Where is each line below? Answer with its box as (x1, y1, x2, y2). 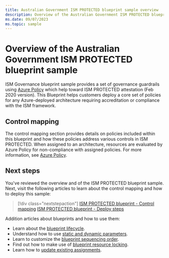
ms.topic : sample (5, 21, 42, 27)
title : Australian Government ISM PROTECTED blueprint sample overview (5, 7, 158, 13)
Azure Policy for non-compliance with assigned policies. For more (5, 147, 142, 153)
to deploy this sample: (5, 190, 51, 197)
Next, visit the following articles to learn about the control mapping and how (5, 185, 162, 191)
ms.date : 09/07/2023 (5, 17, 49, 22)
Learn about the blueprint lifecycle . (12, 225, 86, 231)
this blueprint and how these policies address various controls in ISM (5, 136, 148, 142)
